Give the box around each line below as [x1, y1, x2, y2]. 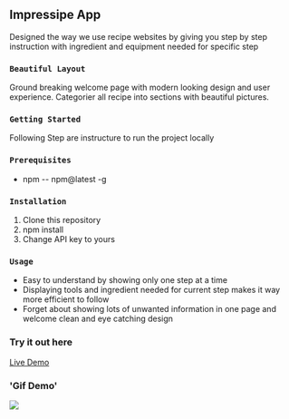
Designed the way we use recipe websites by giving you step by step [9, 31, 267, 42]
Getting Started [9, 114, 82, 125]
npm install [22, 224, 64, 235]
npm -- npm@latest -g [22, 173, 107, 184]
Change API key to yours [22, 234, 116, 244]
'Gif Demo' [9, 379, 58, 392]
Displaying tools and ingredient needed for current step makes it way [22, 285, 281, 296]
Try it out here [9, 336, 72, 348]
